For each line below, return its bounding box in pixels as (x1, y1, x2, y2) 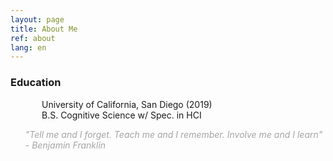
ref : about (10, 33, 56, 43)
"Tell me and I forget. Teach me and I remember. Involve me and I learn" (24, 128, 323, 140)
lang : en (10, 42, 47, 53)
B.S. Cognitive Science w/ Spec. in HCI (41, 109, 202, 121)
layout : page (10, 14, 65, 25)
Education (10, 76, 62, 90)
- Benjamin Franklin (24, 139, 107, 151)
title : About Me (10, 24, 78, 34)
